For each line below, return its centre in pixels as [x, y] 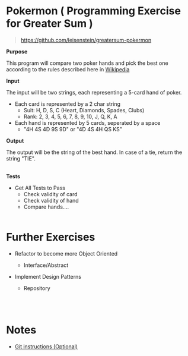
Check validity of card [51, 194]
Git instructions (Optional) [46, 346]
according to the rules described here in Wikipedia [68, 69]
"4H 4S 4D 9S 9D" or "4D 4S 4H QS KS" [73, 129]
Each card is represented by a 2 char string [67, 104]
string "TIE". [21, 158]
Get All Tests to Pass [40, 188]
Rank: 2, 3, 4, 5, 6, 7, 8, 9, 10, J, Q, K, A [70, 116]
